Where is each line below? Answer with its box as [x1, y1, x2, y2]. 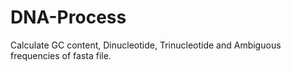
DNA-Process [10, 6, 127, 29]
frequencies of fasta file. [10, 49, 112, 61]
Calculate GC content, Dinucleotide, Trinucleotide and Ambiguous [10, 39, 282, 51]
